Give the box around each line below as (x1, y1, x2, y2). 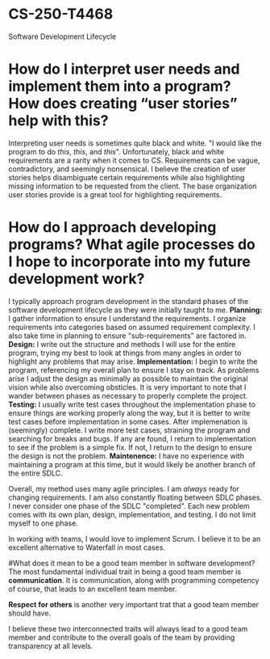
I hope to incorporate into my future (8, 252, 251, 271)
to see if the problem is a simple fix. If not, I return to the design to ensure (8, 442, 252, 452)
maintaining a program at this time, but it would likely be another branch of (8, 459, 256, 469)
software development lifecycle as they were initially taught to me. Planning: (8, 305, 263, 315)
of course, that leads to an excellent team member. (8, 584, 177, 594)
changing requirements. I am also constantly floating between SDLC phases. (8, 492, 263, 502)
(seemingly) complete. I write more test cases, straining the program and (8, 425, 251, 435)
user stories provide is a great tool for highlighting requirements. (8, 189, 222, 199)
